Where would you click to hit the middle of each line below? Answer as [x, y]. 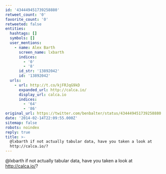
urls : [16, 80]
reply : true [18, 132]
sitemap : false [21, 123]
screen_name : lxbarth [41, 52]
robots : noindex [22, 127]
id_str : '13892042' [39, 71]
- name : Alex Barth [35, 48]
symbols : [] [22, 38]
